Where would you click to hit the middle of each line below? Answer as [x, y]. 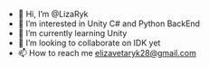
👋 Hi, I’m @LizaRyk [53, 14]
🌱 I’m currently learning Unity [72, 33]
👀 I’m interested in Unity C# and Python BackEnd [109, 24]
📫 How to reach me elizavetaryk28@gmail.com [107, 53]
